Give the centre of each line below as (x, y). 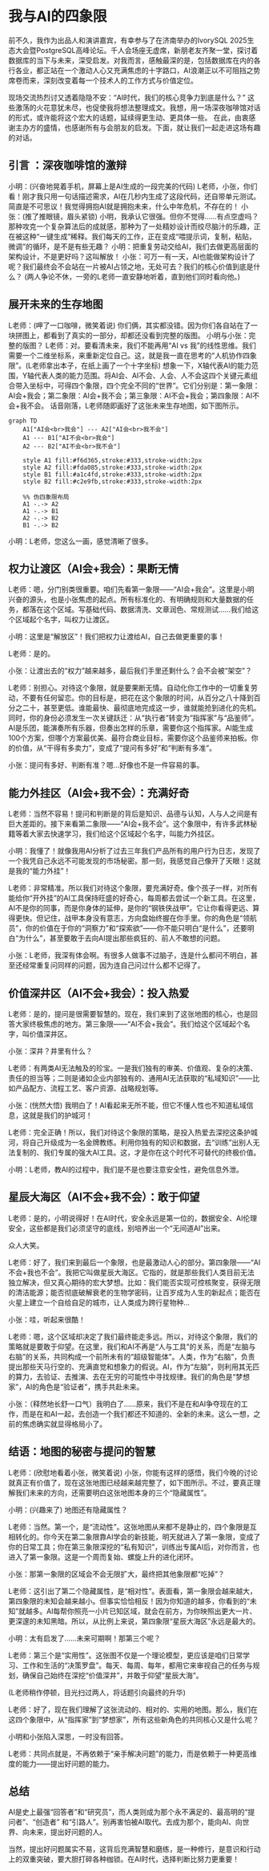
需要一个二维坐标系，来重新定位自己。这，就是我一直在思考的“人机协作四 (129, 355)
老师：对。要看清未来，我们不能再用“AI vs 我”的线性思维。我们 (153, 345)
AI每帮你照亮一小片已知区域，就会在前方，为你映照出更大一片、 (152, 1611)
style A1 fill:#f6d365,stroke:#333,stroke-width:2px (112, 460)
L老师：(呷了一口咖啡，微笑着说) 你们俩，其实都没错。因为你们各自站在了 (130, 325)
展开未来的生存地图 (56, 305)
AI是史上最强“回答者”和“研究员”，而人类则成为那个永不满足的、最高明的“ (128, 1812)
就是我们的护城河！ (61, 1115)
